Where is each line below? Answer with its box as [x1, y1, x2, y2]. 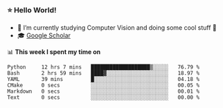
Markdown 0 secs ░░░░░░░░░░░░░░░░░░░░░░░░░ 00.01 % [7, 88, 199, 95]
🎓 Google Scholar [17, 31, 71, 39]
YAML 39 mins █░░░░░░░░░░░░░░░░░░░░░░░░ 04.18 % [7, 76, 199, 83]
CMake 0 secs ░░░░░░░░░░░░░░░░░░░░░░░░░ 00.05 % [7, 82, 199, 89]
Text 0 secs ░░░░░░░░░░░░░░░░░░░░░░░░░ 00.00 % [7, 94, 199, 101]
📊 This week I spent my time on [7, 48, 101, 56]
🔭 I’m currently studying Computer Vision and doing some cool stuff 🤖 [17, 24, 217, 32]
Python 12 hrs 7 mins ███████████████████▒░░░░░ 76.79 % [7, 64, 199, 71]
